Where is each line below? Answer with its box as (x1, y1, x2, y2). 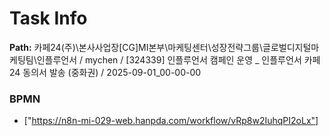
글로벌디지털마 (262, 41, 320, 53)
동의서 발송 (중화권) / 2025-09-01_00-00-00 (22, 66, 202, 78)
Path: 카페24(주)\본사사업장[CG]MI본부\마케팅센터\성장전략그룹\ (9, 41, 264, 53)
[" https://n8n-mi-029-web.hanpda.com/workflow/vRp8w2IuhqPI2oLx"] (23, 115, 319, 127)
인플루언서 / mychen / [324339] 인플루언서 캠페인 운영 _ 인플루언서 (36, 53, 302, 66)
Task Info (9, 7, 88, 30)
